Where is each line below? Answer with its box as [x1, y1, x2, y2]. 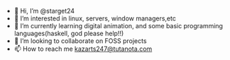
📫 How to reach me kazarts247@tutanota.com [13, 44, 153, 53]
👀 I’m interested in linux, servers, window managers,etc [13, 14, 176, 23]
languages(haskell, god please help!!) [13, 29, 124, 37]
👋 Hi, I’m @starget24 [13, 7, 75, 15]
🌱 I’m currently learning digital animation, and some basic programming [13, 22, 224, 30]
